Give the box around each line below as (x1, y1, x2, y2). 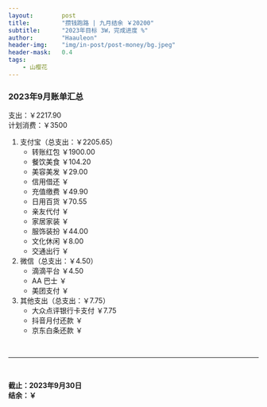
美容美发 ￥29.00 (31, 167, 88, 177)
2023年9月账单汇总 (8, 90, 83, 102)
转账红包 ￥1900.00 (31, 148, 95, 157)
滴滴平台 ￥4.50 (31, 267, 84, 276)
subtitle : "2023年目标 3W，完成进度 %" (8, 26, 149, 34)
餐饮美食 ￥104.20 (31, 157, 91, 167)
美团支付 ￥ (31, 286, 69, 296)
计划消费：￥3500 (8, 121, 68, 130)
